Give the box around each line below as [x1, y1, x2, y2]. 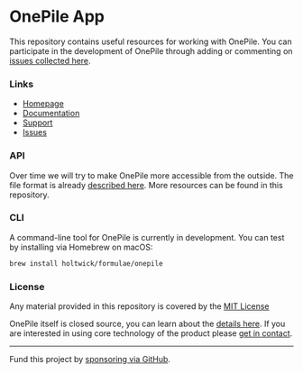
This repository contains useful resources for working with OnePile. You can [9, 36, 292, 47]
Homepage [22, 98, 65, 109]
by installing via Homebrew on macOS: [9, 241, 153, 252]
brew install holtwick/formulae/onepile [9, 259, 164, 268]
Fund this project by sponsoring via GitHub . [9, 354, 171, 364]
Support [22, 117, 53, 128]
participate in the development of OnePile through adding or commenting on [9, 45, 293, 56]
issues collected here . [9, 55, 92, 66]
